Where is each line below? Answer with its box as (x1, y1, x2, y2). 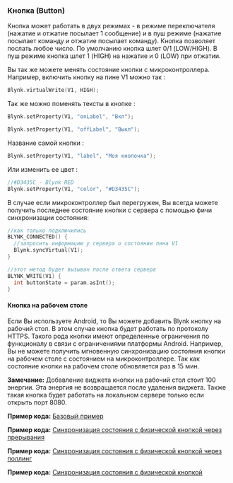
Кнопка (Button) (7, 6, 66, 16)
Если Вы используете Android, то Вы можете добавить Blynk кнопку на (7, 317, 222, 325)
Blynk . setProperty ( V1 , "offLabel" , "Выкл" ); (7, 126, 141, 133)
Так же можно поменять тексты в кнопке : (7, 100, 136, 108)
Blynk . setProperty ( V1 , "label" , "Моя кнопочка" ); (7, 152, 157, 159)
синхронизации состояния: (7, 213, 90, 221)
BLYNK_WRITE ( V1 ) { (7, 272, 61, 279)
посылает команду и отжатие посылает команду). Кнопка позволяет (7, 37, 216, 45)
